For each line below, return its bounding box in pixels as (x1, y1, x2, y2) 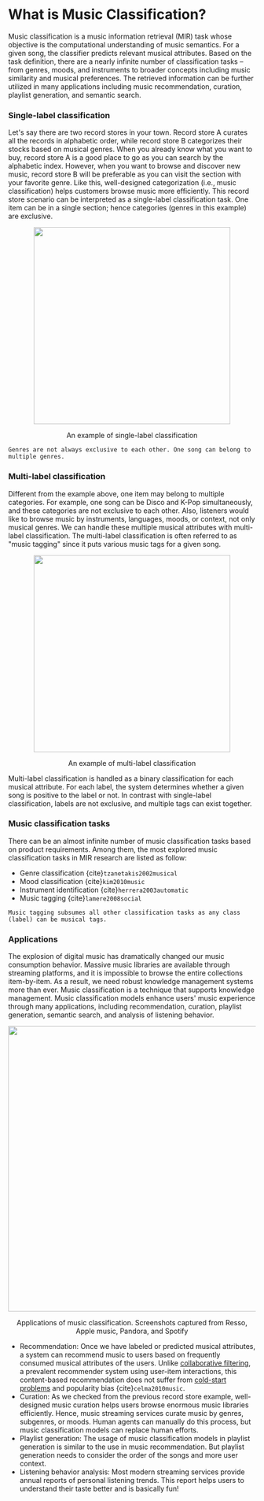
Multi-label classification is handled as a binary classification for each (8, 774, 234, 783)
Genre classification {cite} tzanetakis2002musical (19, 868, 178, 878)
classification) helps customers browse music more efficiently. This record (8, 187, 250, 196)
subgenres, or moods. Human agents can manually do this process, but (19, 1417, 251, 1427)
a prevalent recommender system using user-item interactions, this (19, 1367, 237, 1377)
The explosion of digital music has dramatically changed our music (8, 952, 225, 961)
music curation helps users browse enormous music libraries (51, 1400, 249, 1410)
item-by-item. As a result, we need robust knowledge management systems (8, 977, 254, 986)
